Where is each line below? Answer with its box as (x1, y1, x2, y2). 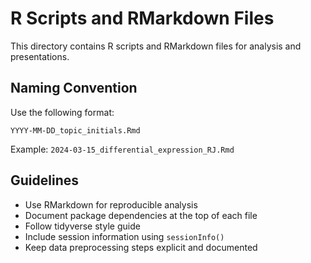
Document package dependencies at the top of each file (24, 209, 258, 221)
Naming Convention (10, 80, 138, 97)
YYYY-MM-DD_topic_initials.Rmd (10, 125, 141, 136)
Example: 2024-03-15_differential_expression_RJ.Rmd (10, 143, 235, 155)
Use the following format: (10, 106, 115, 118)
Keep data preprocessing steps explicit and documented (24, 241, 258, 253)
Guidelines (10, 172, 79, 189)
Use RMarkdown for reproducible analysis (24, 198, 198, 211)
